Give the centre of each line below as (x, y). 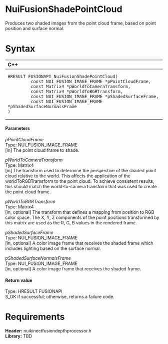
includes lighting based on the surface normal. (53, 248)
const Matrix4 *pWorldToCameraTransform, (81, 86)
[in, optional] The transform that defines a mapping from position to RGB (80, 212)
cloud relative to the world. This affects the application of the (68, 176)
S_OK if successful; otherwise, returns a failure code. (60, 297)
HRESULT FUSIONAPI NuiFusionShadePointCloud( (63, 76)
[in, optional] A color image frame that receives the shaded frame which (79, 243)
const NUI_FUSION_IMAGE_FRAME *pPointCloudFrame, (91, 81)
